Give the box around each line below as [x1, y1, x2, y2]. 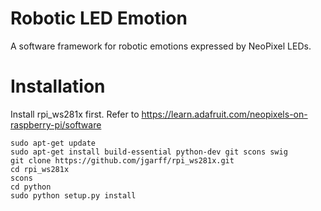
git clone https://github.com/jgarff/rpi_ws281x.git [10, 155, 235, 166]
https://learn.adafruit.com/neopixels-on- [141, 108, 308, 120]
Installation [10, 75, 106, 98]
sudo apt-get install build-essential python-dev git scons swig [10, 147, 288, 157]
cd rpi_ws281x [10, 164, 70, 174]
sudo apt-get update [10, 138, 97, 148]
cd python [10, 182, 52, 192]
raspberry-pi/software [10, 118, 102, 131]
